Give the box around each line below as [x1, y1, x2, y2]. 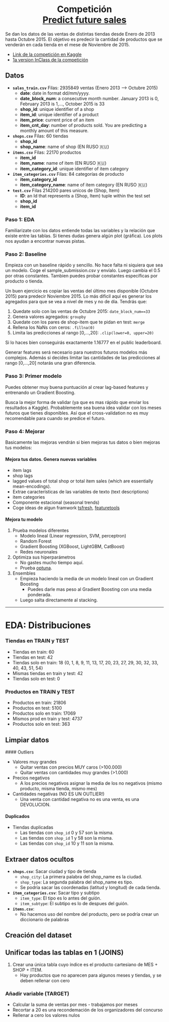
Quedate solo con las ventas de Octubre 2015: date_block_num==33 [12, 308, 150, 314]
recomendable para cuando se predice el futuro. [5, 415, 106, 421]
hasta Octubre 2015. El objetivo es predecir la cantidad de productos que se [5, 36, 162, 42]
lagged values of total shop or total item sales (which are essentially [12, 478, 153, 484]
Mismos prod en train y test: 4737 [12, 716, 83, 722]
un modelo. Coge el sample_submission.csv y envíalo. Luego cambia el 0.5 [5, 267, 160, 274]
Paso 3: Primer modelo [5, 373, 62, 380]
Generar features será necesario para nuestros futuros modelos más [5, 349, 147, 356]
